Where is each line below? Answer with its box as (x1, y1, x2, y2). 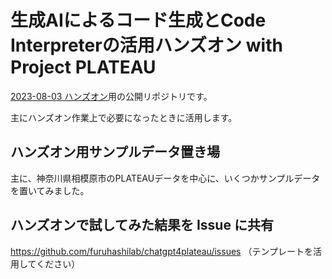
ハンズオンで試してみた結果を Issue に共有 (10, 217, 274, 234)
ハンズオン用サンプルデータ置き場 (10, 144, 220, 161)
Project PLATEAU (10, 56, 157, 79)
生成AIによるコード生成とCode (10, 9, 267, 32)
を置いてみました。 (10, 184, 90, 196)
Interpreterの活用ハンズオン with (10, 34, 283, 57)
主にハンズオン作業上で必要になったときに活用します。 (10, 111, 238, 123)
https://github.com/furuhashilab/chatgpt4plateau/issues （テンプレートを (10, 245, 313, 257)
